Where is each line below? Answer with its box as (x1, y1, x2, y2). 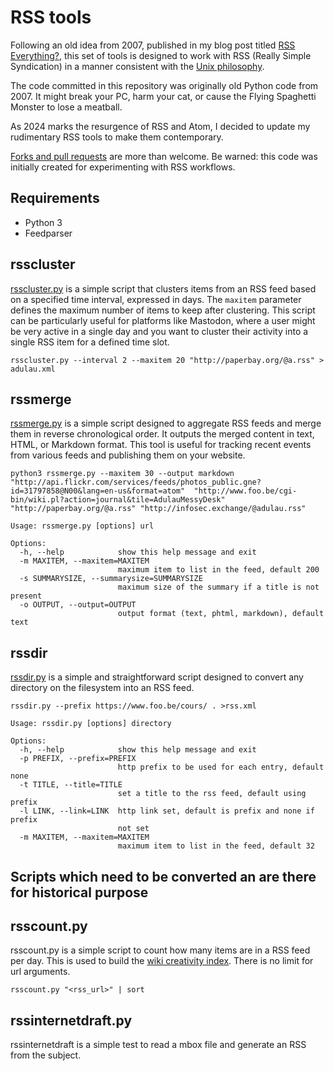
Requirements (10, 190, 100, 207)
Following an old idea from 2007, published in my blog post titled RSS (10, 39, 296, 51)
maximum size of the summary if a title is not (117, 582, 320, 593)
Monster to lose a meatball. (10, 101, 123, 113)
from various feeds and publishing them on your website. (10, 449, 246, 461)
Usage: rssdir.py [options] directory (10, 719, 172, 729)
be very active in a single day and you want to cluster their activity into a (10, 325, 309, 337)
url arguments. (10, 966, 71, 978)
